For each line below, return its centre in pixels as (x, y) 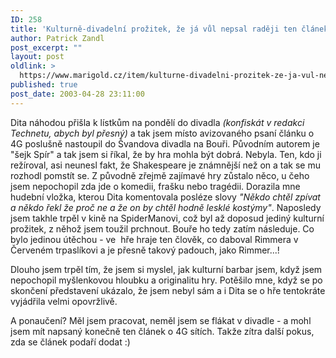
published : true (44, 85)
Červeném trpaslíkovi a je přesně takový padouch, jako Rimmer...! (145, 250)
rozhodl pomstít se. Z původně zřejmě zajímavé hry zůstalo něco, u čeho (160, 175)
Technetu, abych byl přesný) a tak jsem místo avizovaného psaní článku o (162, 133)
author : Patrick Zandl (57, 38)
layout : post (37, 57)
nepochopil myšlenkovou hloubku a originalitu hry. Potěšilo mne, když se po (166, 280)
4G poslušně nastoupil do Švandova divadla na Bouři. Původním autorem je (165, 143)
